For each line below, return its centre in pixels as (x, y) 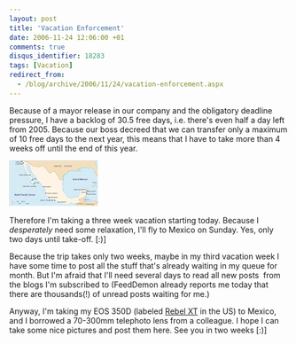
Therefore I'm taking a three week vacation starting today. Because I (134, 220)
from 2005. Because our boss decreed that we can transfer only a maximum (148, 129)
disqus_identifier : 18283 (57, 56)
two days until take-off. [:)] (58, 238)
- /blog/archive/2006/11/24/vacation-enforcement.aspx (121, 84)
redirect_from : (37, 75)
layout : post (33, 19)
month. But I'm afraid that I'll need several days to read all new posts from (145, 275)
